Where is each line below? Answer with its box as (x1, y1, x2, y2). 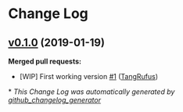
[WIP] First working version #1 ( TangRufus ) (19, 72, 159, 81)
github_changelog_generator (8, 96, 102, 104)
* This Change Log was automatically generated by (8, 87, 175, 96)
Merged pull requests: (8, 56, 82, 66)
